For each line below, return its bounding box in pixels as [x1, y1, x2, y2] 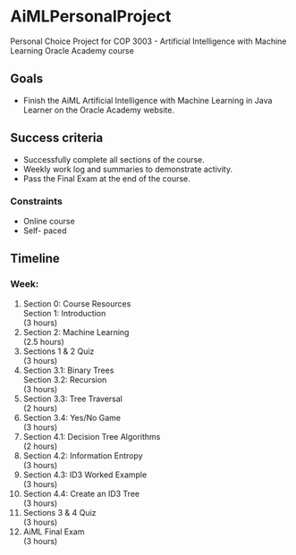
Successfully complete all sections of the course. [22, 154, 205, 164]
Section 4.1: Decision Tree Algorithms [22, 431, 161, 441]
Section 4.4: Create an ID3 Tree [22, 488, 140, 499]
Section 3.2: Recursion [22, 374, 107, 385]
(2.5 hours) [22, 336, 65, 347]
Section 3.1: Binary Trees [22, 365, 114, 375]
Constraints [10, 195, 63, 207]
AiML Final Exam [22, 526, 85, 537]
